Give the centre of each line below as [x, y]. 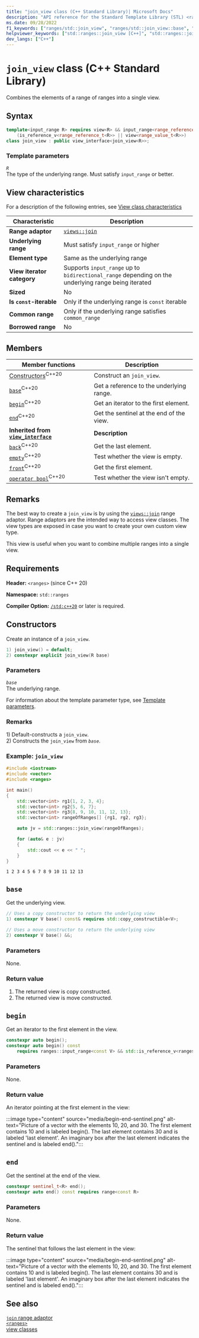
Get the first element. [123, 467]
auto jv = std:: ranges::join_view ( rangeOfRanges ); [81, 828]
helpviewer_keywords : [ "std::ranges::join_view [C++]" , [76, 34]
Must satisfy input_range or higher [112, 245]
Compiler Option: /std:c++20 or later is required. [66, 606]
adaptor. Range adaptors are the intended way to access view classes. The [98, 520]
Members [24, 348]
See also [22, 1303]
